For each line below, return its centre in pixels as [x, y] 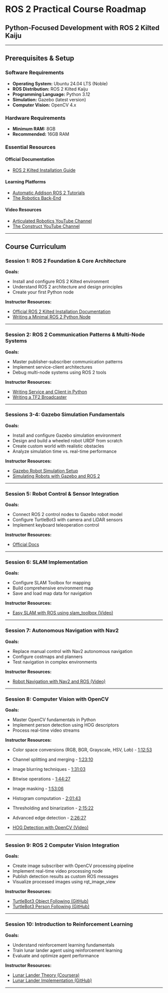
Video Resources [23, 210]
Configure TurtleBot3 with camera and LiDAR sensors [67, 520]
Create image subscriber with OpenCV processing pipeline [73, 866]
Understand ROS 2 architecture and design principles [67, 287]
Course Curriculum [36, 246]
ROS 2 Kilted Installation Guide [44, 170]
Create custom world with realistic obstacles [58, 446]
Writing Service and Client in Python [50, 392]
